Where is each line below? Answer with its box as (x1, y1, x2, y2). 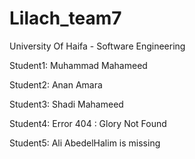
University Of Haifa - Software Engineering (9, 40, 186, 52)
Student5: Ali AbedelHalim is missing (9, 137, 161, 149)
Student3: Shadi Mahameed (9, 98, 124, 110)
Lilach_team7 (9, 7, 122, 30)
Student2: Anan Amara (9, 78, 103, 91)
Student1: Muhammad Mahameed (9, 59, 148, 71)
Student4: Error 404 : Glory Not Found (9, 117, 167, 129)
